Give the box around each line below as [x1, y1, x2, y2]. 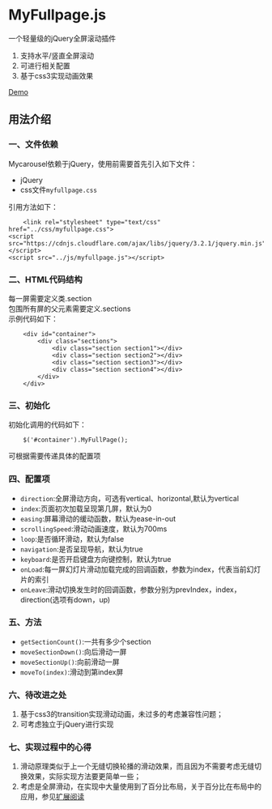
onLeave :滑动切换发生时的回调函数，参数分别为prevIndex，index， [19, 585, 241, 594]
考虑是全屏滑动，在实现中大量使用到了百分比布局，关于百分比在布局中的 [19, 781, 261, 791]
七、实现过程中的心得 [8, 742, 91, 753]
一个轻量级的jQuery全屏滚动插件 [8, 33, 116, 43]
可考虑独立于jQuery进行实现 [19, 719, 114, 730]
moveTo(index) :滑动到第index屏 [19, 666, 124, 677]
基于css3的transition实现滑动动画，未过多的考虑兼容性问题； [19, 709, 224, 719]
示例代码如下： [8, 313, 58, 323]
